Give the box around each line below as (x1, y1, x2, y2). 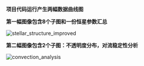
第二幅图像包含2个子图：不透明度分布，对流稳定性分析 (6, 42, 138, 48)
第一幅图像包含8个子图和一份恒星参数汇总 (6, 18, 108, 25)
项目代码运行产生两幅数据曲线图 (6, 6, 83, 12)
